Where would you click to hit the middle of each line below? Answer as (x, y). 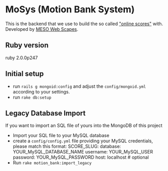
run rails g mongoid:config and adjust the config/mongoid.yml (79, 86)
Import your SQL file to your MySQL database (61, 136)
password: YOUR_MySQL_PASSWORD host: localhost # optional (81, 157)
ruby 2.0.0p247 (22, 58)
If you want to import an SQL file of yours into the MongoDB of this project (84, 126)
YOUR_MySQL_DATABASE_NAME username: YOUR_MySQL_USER (83, 152)
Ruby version (27, 45)
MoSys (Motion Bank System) (70, 9)
